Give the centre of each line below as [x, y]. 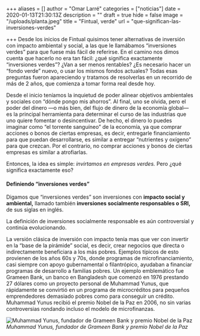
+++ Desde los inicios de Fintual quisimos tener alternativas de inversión [96, 39]
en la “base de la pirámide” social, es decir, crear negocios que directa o [96, 246]
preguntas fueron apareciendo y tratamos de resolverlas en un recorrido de [99, 77]
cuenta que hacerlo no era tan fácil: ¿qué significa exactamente [84, 58]
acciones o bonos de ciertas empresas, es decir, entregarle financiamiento [98, 133]
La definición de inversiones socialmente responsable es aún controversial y [100, 221]
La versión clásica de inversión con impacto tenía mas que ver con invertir [98, 239]
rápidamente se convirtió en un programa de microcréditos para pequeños [98, 290]
